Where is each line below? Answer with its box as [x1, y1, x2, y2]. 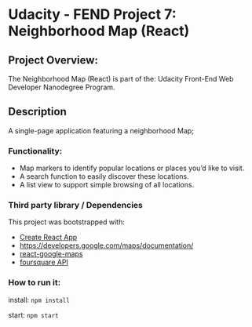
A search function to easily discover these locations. [19, 172, 190, 181]
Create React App [19, 233, 78, 242]
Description [8, 105, 67, 118]
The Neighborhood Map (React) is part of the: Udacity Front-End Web [8, 74, 234, 83]
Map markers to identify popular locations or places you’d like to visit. [19, 163, 245, 173]
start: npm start [8, 310, 59, 319]
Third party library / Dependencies [8, 200, 144, 211]
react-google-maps [19, 249, 83, 259]
